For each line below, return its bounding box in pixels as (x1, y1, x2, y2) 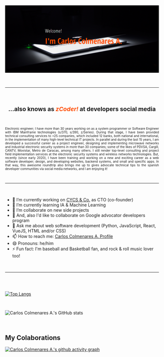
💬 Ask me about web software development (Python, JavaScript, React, (12, 223, 156, 229)
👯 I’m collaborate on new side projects (12, 207, 89, 213)
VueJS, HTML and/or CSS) (12, 228, 66, 234)
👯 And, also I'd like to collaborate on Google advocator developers (12, 213, 145, 218)
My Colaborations (5, 334, 61, 342)
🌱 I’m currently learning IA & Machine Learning (12, 202, 106, 208)
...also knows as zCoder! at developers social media (8, 105, 156, 113)
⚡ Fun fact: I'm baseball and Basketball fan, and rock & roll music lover (12, 246, 154, 252)
